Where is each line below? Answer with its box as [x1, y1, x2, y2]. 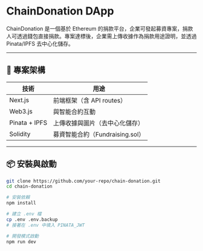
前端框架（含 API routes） [53, 96, 127, 104]
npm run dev [6, 238, 36, 245]
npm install [6, 200, 36, 206]
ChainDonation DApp [6, 4, 114, 18]
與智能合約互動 [53, 107, 96, 116]
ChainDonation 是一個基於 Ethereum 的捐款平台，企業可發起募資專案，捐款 [6, 25, 193, 32]
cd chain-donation [6, 183, 53, 189]
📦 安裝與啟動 [6, 159, 57, 170]
